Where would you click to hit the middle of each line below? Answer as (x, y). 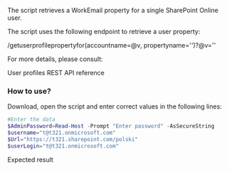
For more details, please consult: (55, 59)
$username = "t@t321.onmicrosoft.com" (62, 133)
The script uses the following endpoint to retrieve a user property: (104, 32)
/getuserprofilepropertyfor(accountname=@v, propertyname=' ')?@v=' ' (112, 45)
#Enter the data (31, 120)
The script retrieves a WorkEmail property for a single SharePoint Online (113, 10)
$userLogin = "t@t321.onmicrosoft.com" (63, 146)
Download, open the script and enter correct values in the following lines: (115, 106)
